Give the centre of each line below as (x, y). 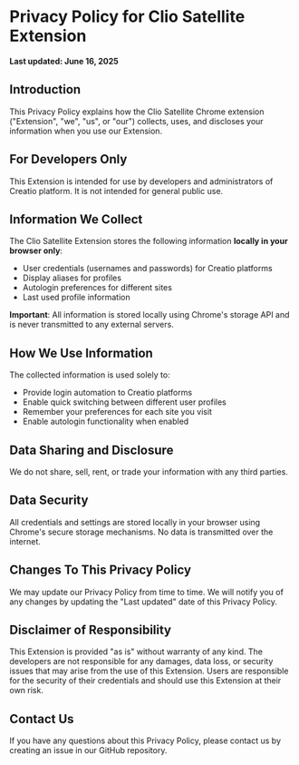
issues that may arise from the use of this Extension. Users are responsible (149, 671)
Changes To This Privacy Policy (101, 570)
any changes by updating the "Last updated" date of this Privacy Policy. (144, 602)
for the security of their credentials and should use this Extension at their (145, 681)
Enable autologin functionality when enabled (106, 422)
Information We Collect (76, 219)
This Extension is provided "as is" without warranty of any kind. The (136, 652)
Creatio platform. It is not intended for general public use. (116, 191)
